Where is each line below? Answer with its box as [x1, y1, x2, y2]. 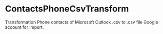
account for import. [5, 24, 44, 30]
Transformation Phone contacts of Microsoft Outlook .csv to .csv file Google [5, 19, 159, 25]
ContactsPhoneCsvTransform [5, 3, 129, 14]
